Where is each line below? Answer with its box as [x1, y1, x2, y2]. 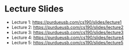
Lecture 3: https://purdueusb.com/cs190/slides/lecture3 [11, 29, 124, 35]
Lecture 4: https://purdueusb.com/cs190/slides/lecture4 [11, 35, 124, 40]
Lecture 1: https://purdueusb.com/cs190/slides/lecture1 [11, 19, 122, 25]
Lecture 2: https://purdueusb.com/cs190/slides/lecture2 [11, 24, 124, 30]
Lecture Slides [4, 3, 64, 14]
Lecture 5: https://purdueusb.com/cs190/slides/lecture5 [11, 39, 124, 45]
